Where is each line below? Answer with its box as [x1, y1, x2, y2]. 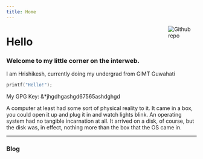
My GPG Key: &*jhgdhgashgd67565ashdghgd [6, 92, 121, 100]
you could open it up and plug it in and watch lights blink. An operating [6, 111, 182, 118]
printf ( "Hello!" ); [6, 82, 53, 88]
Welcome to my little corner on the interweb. [6, 56, 140, 65]
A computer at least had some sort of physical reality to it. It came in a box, [6, 104, 193, 112]
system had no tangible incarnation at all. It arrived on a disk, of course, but [6, 117, 195, 125]
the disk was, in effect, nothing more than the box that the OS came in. [6, 123, 182, 131]
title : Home [6, 8, 36, 15]
